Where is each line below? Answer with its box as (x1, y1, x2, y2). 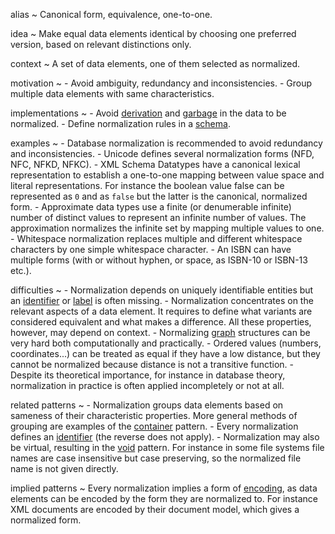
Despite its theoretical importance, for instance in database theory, (10, 369, 286, 381)
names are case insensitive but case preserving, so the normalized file (10, 452, 302, 464)
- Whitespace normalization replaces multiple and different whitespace (10, 233, 303, 244)
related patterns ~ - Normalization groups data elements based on (10, 399, 284, 411)
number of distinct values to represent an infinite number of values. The (10, 212, 307, 223)
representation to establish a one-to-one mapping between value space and (10, 169, 325, 181)
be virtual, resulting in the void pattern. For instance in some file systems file (10, 442, 325, 453)
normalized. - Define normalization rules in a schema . (10, 118, 231, 129)
